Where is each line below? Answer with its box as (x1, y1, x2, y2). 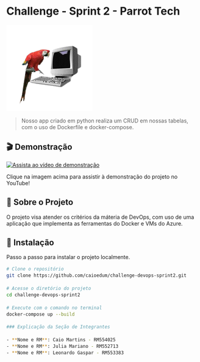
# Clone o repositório (6, 266, 64, 272)
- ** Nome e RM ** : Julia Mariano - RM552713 (6, 343, 119, 349)
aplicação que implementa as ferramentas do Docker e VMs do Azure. (6, 219, 183, 227)
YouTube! (6, 179, 30, 186)
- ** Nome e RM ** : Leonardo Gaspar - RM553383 (6, 349, 124, 356)
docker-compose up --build (6, 311, 75, 318)
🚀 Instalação (6, 237, 54, 247)
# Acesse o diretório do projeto (6, 285, 91, 291)
